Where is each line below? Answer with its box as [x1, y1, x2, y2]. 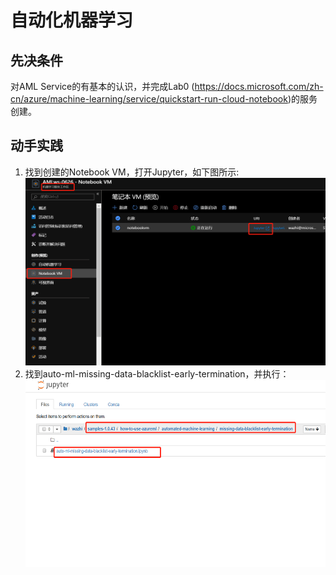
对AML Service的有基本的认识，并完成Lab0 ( [10, 81, 195, 92]
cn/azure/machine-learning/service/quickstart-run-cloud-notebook [10, 93, 288, 105]
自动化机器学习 [10, 9, 134, 32]
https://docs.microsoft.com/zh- [194, 81, 324, 92]
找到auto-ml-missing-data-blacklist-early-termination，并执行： [24, 367, 290, 380]
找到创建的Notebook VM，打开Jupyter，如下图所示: [24, 166, 240, 178]
